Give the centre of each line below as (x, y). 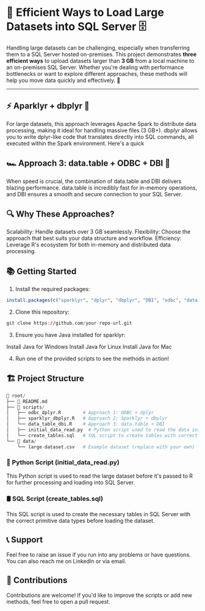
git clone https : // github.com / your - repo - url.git (69, 324)
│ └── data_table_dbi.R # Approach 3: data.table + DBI (86, 424)
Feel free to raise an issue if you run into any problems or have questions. (99, 554)
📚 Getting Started (41, 271)
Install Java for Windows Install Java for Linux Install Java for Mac (89, 346)
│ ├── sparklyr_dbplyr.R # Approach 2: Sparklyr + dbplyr (87, 418)
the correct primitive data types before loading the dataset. (81, 521)
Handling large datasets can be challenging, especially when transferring (98, 48)
